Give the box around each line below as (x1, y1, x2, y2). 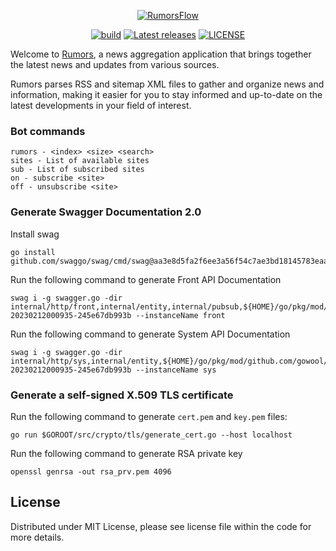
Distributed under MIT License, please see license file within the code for (10, 520, 312, 532)
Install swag (10, 228, 60, 240)
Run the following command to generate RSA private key (10, 447, 243, 459)
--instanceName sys (135, 365, 217, 375)
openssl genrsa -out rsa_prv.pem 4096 (10, 466, 172, 477)
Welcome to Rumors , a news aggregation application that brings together (10, 48, 312, 60)
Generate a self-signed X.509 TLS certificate (10, 388, 234, 402)
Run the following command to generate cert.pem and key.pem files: (10, 410, 288, 422)
